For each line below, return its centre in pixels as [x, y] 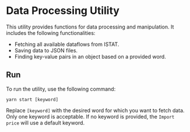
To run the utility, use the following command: [61, 89]
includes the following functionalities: [51, 33]
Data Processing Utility [63, 11]
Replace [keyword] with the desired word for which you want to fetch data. [95, 110]
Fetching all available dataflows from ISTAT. [67, 44]
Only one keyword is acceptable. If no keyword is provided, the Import [90, 116]
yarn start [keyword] [32, 99]
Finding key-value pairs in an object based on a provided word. [90, 56]
